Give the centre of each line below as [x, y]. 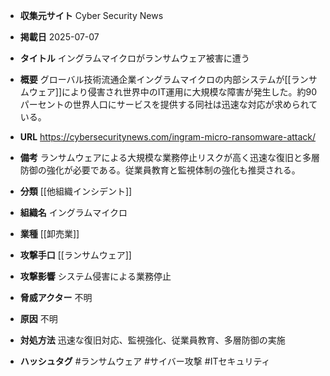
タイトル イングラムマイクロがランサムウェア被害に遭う [134, 58]
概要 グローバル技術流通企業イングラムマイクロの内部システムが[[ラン [164, 79]
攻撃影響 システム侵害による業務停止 [95, 276]
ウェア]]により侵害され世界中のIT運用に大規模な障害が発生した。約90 [173, 92]
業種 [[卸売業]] [49, 233]
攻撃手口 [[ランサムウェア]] [75, 255]
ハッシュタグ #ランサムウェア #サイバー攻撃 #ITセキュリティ [145, 361]
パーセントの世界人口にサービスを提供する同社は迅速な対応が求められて [168, 104]
